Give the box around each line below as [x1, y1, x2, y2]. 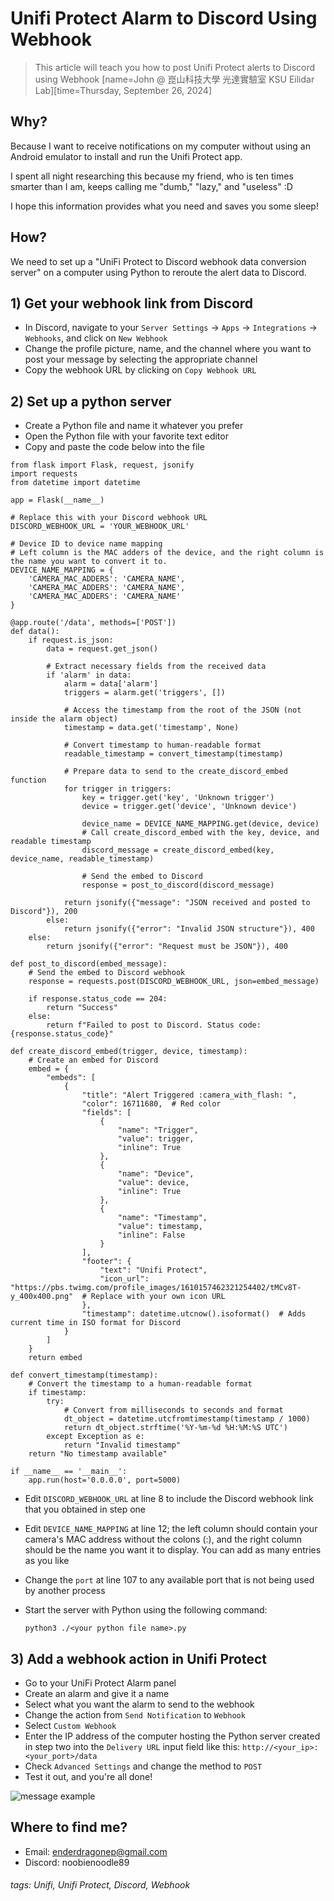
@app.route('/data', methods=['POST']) [10, 618, 177, 628]
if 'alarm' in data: [46, 670, 132, 681]
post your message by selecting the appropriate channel [24, 353, 258, 366]
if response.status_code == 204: [28, 994, 168, 1004]
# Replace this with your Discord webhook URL [10, 513, 208, 523]
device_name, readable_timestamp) [10, 854, 155, 864]
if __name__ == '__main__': [10, 1467, 128, 1477]
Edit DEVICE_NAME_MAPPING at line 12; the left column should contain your [24, 1523, 318, 1535]
